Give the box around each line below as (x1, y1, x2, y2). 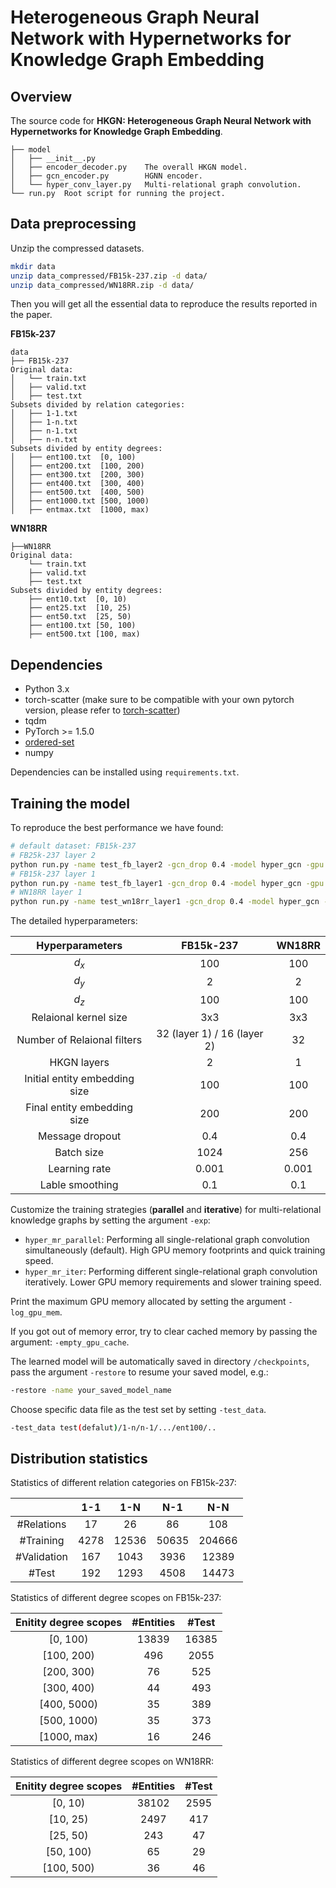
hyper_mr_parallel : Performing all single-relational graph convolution (24, 1233, 310, 1245)
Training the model (10, 795, 130, 812)
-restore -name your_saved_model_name (10, 1385, 172, 1395)
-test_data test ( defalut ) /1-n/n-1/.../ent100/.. (10, 1422, 217, 1433)
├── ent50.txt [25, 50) (28, 612, 132, 622)
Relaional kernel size (31, 1010, 128, 1024)
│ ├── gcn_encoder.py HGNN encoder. (10, 171, 203, 181)
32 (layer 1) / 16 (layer (156, 1026, 264, 1040)
